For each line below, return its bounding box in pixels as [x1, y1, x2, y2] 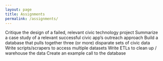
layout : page [5, 7, 32, 12]
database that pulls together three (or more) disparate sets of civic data [5, 40, 150, 46]
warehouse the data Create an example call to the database [5, 50, 127, 56]
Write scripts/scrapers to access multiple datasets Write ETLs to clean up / [5, 45, 157, 51]
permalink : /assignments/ [5, 16, 58, 21]
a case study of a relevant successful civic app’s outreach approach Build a [5, 35, 159, 41]
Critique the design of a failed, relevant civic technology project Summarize [5, 30, 159, 36]
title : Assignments [5, 12, 45, 17]
